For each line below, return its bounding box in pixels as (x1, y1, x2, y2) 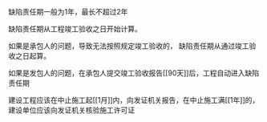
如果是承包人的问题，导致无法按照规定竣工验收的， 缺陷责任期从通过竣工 (8, 41, 249, 51)
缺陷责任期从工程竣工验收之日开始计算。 (8, 24, 142, 34)
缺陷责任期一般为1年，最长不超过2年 (8, 7, 128, 16)
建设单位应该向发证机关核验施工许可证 (8, 105, 135, 115)
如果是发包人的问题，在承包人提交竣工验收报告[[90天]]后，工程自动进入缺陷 (8, 68, 259, 78)
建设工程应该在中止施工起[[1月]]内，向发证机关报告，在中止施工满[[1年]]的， (8, 96, 260, 104)
